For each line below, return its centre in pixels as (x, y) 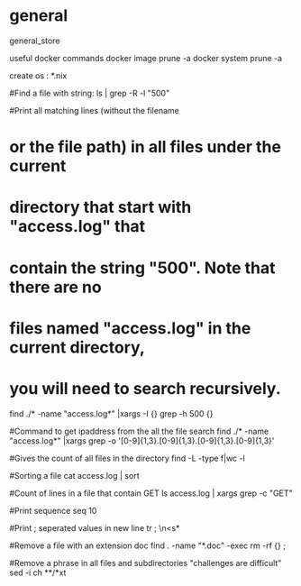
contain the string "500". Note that (142, 268)
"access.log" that (78, 227)
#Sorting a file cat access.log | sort (74, 475)
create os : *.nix (38, 75)
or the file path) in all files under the (146, 147)
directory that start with (100, 207)
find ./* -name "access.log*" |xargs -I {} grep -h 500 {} (111, 413)
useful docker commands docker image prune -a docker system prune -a (146, 58)
